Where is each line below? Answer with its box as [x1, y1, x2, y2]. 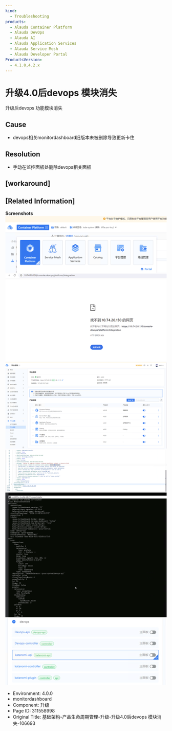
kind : [5, 8, 17, 13]
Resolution [5, 150, 40, 158]
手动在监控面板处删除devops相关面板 [12, 164, 92, 170]
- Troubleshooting [10, 13, 50, 19]
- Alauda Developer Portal [10, 51, 68, 57]
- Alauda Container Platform [10, 25, 72, 30]
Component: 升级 [12, 702, 50, 708]
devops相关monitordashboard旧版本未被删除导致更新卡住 [12, 134, 135, 141]
